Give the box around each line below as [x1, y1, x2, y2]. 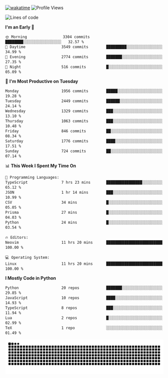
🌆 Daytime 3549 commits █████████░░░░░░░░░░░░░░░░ [5, 45, 163, 50]
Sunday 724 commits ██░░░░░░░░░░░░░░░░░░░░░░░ [5, 149, 163, 154]
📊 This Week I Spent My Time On [5, 163, 76, 169]
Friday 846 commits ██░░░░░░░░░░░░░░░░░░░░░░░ [5, 129, 163, 134]
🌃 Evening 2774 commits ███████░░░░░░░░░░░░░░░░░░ [5, 55, 163, 60]
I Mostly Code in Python [5, 275, 56, 281]
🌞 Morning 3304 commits [5, 35, 90, 40]
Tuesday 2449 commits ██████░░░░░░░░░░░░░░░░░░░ [5, 99, 163, 104]
